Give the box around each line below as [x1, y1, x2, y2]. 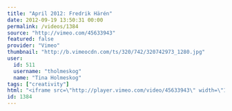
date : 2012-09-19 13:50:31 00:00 [7, 17, 104, 23]
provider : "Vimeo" [7, 42, 60, 49]
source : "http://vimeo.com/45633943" [7, 29, 116, 37]
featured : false [7, 36, 54, 43]
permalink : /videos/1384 [7, 23, 79, 30]
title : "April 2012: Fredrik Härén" [7, 10, 113, 17]
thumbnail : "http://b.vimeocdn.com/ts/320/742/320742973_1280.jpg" [7, 49, 206, 56]
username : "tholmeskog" [13, 68, 81, 74]
